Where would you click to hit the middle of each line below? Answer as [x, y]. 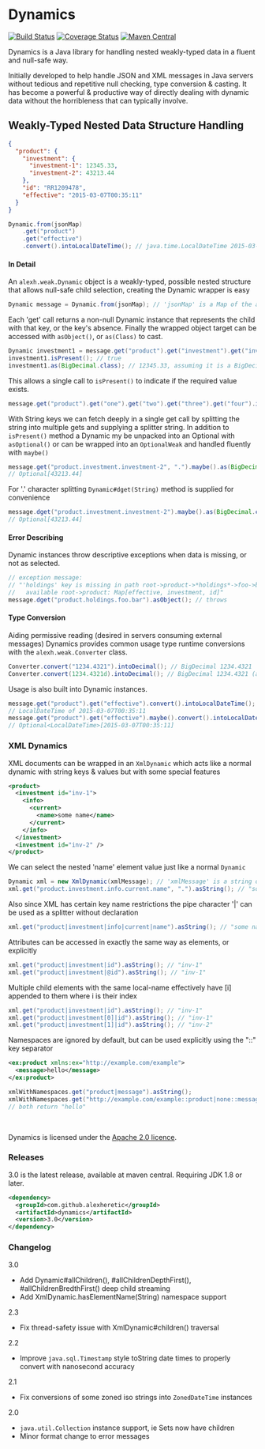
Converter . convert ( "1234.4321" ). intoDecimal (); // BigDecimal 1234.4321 [130, 666]
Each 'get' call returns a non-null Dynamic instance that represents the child [132, 320]
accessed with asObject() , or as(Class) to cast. [86, 337]
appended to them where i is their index [73, 996]
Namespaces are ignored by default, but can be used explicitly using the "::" [132, 1040]
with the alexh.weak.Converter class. [68, 652]
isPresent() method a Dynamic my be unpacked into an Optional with [121, 436]
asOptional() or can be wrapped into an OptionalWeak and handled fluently [129, 443]
